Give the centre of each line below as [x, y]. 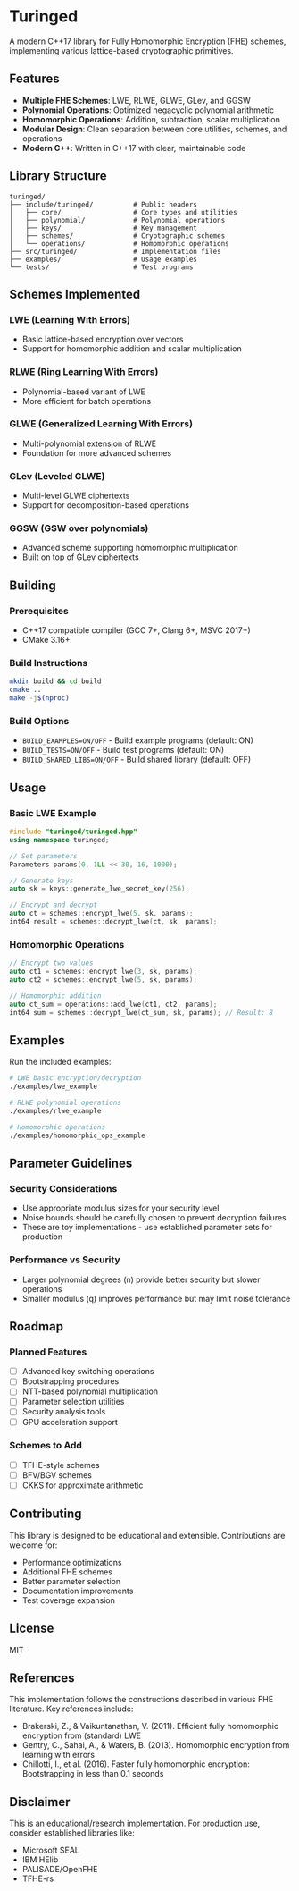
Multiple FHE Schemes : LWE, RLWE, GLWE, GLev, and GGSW [137, 100]
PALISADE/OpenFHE [60, 1870]
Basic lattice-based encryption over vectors [103, 339]
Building [33, 585]
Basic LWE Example [53, 813]
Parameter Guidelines [71, 1163]
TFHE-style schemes [61, 1465]
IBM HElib [40, 1860]
